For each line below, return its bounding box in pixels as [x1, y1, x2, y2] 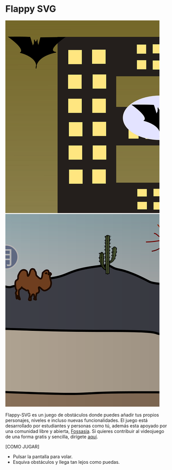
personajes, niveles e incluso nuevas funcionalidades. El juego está [5, 417, 148, 423]
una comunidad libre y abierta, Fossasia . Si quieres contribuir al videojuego [5, 428, 164, 434]
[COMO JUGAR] [5, 443, 40, 449]
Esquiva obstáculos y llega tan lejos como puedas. [12, 459, 120, 465]
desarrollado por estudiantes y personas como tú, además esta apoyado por [5, 422, 167, 429]
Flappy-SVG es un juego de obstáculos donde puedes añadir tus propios [5, 411, 159, 418]
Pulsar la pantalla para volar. [12, 453, 73, 460]
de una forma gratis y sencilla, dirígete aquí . [5, 434, 99, 440]
